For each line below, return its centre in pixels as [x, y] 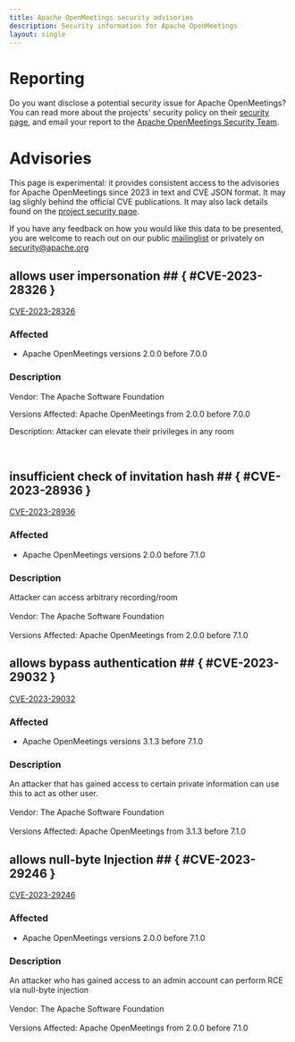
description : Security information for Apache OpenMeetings [124, 26]
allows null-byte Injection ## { [95, 859]
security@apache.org [49, 248]
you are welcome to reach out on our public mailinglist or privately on [137, 239]
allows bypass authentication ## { [106, 664]
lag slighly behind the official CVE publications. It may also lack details [139, 202]
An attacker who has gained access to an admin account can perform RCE [147, 980]
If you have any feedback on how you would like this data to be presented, [146, 229]
